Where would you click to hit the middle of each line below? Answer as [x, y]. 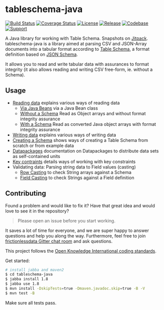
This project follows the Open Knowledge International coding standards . [81, 251]
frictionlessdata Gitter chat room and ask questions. [59, 241]
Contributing [26, 193]
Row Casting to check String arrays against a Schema [76, 172]
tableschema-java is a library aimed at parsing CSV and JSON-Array [76, 43]
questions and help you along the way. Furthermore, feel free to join [75, 236]
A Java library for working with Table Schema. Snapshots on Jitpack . [77, 38]
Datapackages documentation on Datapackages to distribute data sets [86, 151]
